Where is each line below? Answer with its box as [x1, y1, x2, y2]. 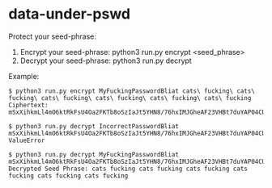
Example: [8, 71, 40, 81]
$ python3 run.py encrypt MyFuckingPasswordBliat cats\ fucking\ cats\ [8, 86, 255, 95]
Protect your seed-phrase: [8, 31, 97, 41]
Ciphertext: [8, 101, 49, 109]
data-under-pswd [8, 5, 131, 23]
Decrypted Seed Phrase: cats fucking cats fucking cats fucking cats [8, 165, 249, 173]
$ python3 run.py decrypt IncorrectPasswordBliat [8, 122, 180, 130]
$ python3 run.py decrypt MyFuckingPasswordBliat [8, 150, 180, 158]
